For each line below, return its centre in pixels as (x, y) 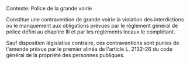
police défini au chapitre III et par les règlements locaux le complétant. (91, 32)
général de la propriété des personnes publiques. (65, 55)
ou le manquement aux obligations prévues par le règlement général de (92, 26)
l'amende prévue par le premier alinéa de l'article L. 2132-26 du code (89, 49)
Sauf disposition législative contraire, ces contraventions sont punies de (93, 43)
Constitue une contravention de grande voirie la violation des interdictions (95, 19)
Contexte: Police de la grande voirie (49, 8)
